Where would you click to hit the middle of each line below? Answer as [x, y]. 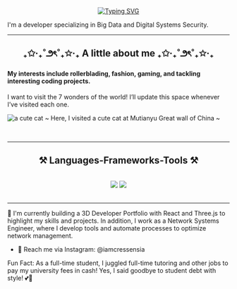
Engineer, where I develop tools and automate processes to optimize [107, 228]
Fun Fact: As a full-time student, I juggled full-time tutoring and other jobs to [118, 263]
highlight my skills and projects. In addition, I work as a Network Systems [114, 221]
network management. [40, 236]
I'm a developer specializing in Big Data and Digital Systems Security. [108, 25]
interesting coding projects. [49, 81]
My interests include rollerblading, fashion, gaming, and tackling [104, 73]
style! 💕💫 [20, 278]
